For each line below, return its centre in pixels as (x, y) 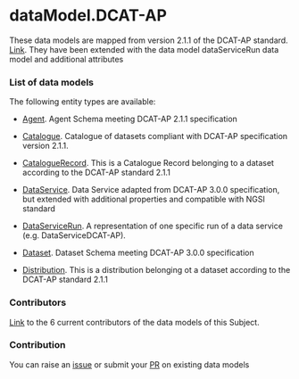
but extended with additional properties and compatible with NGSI (143, 199)
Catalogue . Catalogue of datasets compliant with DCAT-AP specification (155, 136)
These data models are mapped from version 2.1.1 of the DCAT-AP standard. (149, 40)
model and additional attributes (66, 59)
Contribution (37, 345)
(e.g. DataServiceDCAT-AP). (74, 235)
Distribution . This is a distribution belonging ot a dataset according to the (156, 270)
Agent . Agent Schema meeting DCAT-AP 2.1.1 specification (130, 119)
